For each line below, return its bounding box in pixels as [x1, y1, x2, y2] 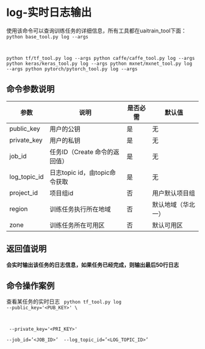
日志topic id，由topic [49, 168, 110, 177]
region [9, 204, 28, 213]
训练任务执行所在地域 [49, 205, 111, 213]
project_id [9, 188, 38, 197]
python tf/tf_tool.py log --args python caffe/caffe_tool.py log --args [6, 55, 195, 61]
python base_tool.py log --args [6, 34, 88, 40]
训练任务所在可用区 [49, 221, 105, 229]
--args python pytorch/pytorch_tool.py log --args [6, 65, 138, 72]
